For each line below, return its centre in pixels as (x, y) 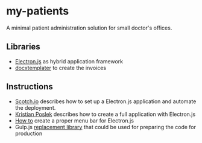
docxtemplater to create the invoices (61, 68)
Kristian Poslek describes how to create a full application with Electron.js (105, 114)
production (29, 133)
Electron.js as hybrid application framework (69, 61)
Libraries (23, 47)
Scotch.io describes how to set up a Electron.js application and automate (106, 101)
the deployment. (35, 107)
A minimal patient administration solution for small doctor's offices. (89, 28)
